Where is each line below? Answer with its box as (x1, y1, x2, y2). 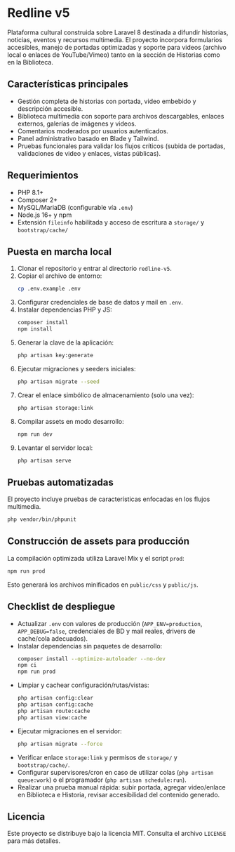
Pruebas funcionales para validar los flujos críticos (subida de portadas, (17, 142, 226, 150)
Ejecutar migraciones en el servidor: (17, 726, 123, 735)
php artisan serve (17, 457, 72, 464)
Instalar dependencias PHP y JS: (17, 305, 112, 314)
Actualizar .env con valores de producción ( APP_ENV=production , (17, 619, 203, 627)
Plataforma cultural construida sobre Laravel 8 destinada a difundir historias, (7, 28, 229, 36)
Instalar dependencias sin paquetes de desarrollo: (17, 641, 163, 650)
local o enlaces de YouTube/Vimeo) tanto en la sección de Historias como (7, 51, 220, 59)
